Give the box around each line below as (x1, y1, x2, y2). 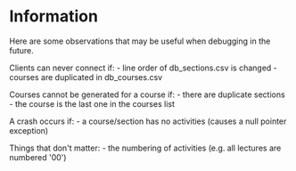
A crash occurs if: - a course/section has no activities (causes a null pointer (9, 116, 287, 126)
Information (9, 6, 98, 27)
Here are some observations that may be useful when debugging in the (9, 36, 271, 46)
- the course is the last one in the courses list (9, 98, 176, 109)
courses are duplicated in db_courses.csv (9, 71, 163, 82)
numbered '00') (9, 151, 67, 162)
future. (9, 45, 34, 55)
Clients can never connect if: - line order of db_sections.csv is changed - (9, 62, 278, 73)
